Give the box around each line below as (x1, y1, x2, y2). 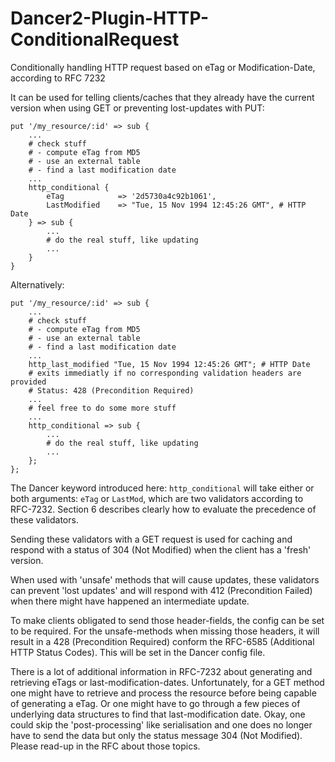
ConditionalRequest (10, 28, 180, 51)
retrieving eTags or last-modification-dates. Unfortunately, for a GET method (10, 676, 325, 688)
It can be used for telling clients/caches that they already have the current (10, 91, 315, 103)
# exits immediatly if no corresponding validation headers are (28, 368, 302, 378)
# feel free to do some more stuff (28, 403, 177, 413)
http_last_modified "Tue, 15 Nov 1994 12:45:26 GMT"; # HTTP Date (28, 359, 311, 369)
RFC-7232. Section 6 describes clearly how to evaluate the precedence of (10, 503, 317, 515)
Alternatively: (10, 278, 65, 291)
